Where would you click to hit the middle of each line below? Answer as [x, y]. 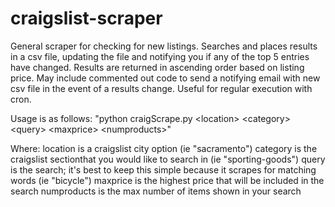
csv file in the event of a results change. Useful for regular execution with [161, 88]
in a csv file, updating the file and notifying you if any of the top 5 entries [160, 56]
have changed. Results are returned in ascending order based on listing [157, 67]
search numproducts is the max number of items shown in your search [156, 191]
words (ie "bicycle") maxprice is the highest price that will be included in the [167, 180]
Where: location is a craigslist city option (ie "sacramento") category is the [164, 148]
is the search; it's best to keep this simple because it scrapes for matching [163, 169]
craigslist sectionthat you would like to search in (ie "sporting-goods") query [168, 159]
